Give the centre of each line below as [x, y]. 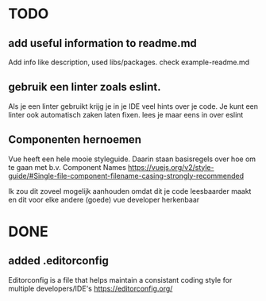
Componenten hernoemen [75, 140]
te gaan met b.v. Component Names [67, 167]
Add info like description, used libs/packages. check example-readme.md [129, 62]
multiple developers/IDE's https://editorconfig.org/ [91, 288]
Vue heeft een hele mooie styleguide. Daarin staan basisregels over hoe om [132, 159]
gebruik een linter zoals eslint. [85, 87]
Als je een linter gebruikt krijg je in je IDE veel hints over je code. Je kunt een [133, 106]
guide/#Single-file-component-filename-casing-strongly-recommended [126, 176]
